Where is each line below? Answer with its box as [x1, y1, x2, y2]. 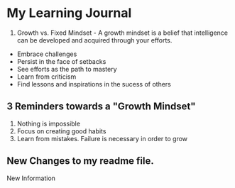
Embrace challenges [16, 50, 77, 58]
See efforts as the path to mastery [16, 65, 118, 73]
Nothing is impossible [16, 119, 81, 128]
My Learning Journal [6, 5, 132, 21]
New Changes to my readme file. [6, 155, 154, 167]
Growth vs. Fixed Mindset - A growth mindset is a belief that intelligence [16, 28, 229, 37]
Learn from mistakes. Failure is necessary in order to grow [16, 134, 188, 143]
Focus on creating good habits [16, 126, 106, 136]
